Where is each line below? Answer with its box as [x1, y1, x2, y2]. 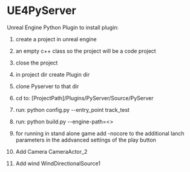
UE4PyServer [7, 4, 76, 18]
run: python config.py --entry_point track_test [15, 106, 129, 113]
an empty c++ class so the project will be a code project [15, 47, 156, 55]
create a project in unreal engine [15, 35, 97, 43]
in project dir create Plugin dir [15, 71, 90, 78]
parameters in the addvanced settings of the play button [15, 136, 157, 143]
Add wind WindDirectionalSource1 [15, 159, 100, 167]
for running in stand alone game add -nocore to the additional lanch [15, 129, 185, 137]
